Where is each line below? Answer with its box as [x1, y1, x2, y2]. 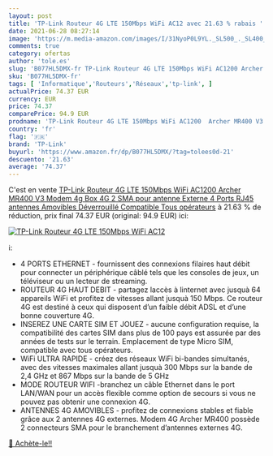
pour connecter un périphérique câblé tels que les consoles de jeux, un [19, 268, 260, 277]
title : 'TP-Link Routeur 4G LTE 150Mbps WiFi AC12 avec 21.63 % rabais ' [8, 19, 264, 28]
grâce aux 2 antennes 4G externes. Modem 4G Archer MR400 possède [19, 415, 260, 424]
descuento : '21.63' [8, 155, 75, 163]
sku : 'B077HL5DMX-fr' [8, 72, 82, 80]
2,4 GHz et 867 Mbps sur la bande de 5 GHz [19, 371, 169, 381]
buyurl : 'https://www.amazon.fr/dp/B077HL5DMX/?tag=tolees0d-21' [8, 148, 234, 156]
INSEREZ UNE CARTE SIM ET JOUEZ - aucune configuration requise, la [19, 320, 260, 329]
